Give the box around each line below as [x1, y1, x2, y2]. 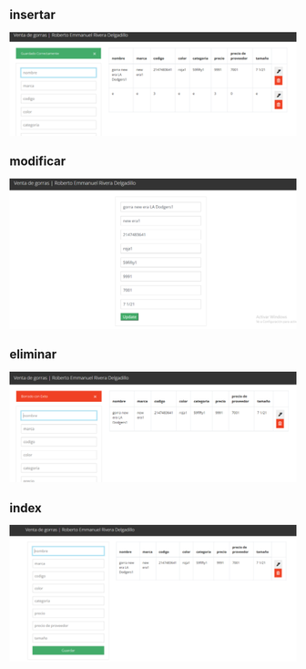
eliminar [9, 346, 57, 363]
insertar [9, 7, 56, 23]
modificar [9, 154, 66, 170]
